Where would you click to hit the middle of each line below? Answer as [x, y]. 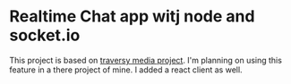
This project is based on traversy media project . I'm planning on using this [145, 60]
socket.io [45, 35]
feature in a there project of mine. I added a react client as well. [126, 70]
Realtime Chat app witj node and [132, 17]
